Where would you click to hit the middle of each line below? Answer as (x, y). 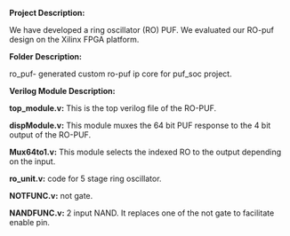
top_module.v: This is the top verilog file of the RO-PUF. (113, 108)
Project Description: (47, 13)
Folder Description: (46, 56)
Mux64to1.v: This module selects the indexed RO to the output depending (145, 152)
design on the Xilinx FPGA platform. (74, 39)
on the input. (32, 161)
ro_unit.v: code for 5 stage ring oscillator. (85, 178)
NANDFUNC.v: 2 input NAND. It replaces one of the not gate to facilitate (142, 213)
